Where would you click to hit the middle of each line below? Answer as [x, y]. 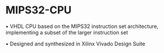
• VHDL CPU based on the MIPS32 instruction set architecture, [82, 26]
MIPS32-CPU [39, 10]
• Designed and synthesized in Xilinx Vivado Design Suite [76, 44]
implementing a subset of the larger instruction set [67, 32]
